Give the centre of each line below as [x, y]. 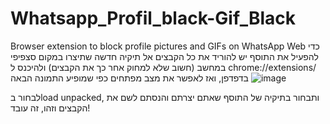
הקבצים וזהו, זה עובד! [50, 108]
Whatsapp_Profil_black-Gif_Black [153, 18]
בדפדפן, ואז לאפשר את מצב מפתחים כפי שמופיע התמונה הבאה [129, 78]
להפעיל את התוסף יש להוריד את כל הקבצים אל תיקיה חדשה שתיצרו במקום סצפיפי [164, 56]
